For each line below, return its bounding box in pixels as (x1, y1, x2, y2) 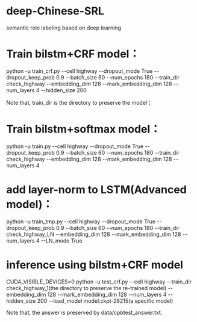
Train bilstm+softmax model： (6, 122, 161, 136)
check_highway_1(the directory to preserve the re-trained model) (6, 284, 167, 291)
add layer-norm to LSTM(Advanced (6, 183, 187, 196)
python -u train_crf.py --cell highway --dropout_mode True (6, 67, 153, 75)
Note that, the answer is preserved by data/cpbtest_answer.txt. (6, 309, 163, 316)
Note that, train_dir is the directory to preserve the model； (6, 99, 152, 106)
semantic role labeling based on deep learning (6, 24, 122, 31)
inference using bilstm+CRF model (6, 258, 184, 271)
